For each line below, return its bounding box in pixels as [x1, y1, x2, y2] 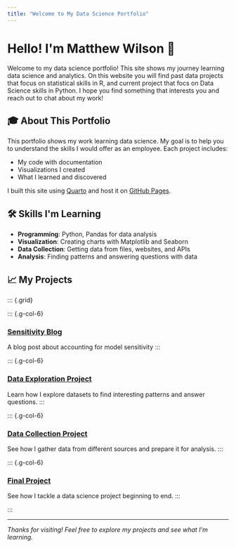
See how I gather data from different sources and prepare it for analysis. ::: [7, 444, 223, 453]
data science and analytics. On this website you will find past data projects [7, 71, 223, 79]
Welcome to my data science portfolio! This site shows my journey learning [7, 64, 225, 72]
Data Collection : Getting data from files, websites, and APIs [17, 245, 191, 254]
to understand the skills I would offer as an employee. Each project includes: [7, 145, 228, 153]
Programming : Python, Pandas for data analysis [17, 230, 157, 239]
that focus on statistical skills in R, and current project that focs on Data [7, 79, 214, 87]
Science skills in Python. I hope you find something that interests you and [7, 86, 220, 95]
